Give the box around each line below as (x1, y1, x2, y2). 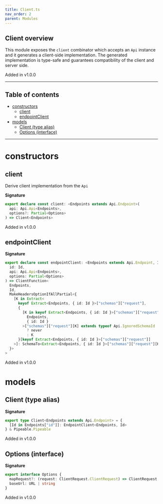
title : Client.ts (5, 7, 40, 12)
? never (26, 328, 42, 333)
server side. (5, 63, 29, 68)
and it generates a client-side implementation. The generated (5, 52, 128, 58)
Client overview (5, 34, 54, 42)
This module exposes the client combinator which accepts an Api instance (5, 47, 156, 53)
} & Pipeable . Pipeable (5, 427, 51, 432)
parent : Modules (5, 16, 38, 21)
